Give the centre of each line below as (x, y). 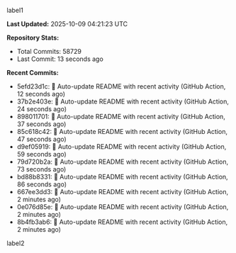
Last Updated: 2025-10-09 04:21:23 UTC (67, 24)
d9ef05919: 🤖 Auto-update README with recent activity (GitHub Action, (122, 147)
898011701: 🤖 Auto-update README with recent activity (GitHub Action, (121, 117)
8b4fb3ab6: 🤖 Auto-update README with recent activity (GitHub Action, (122, 222)
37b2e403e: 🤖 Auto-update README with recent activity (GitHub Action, (123, 101)
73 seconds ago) (41, 169)
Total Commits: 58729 (49, 51)
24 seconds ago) (42, 109)
